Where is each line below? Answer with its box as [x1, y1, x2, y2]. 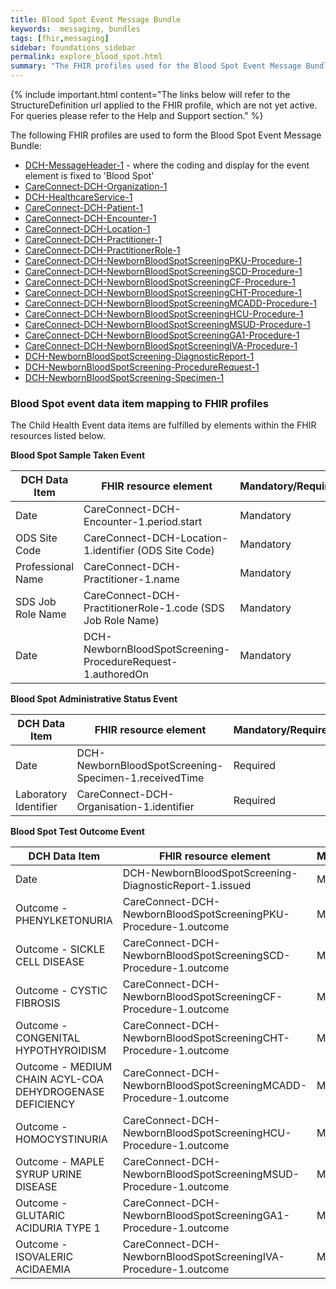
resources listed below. [10, 430, 106, 442]
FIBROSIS [15, 996, 61, 1010]
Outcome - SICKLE [15, 942, 106, 956]
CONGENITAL [15, 1031, 80, 1045]
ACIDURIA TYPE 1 [15, 1221, 101, 1235]
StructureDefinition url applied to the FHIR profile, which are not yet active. [10, 99, 318, 111]
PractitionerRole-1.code [83, 601, 199, 615]
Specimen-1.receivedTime [76, 771, 205, 785]
